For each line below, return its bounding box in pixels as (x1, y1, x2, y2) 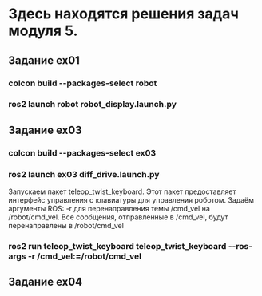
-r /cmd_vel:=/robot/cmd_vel (27, 251, 142, 262)
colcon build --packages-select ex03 (8, 147, 157, 158)
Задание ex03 (8, 123, 82, 136)
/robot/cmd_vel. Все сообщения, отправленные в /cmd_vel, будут (8, 212, 229, 222)
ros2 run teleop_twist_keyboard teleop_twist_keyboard (8, 240, 227, 251)
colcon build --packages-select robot (8, 77, 157, 89)
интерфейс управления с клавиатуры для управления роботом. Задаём (8, 195, 254, 205)
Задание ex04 (8, 275, 83, 289)
